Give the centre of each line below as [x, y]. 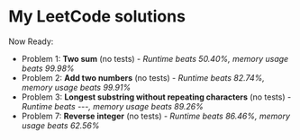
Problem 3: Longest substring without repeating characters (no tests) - [156, 97]
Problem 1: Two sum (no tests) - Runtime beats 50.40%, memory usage [155, 58]
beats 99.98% [48, 68]
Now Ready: [31, 41]
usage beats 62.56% [60, 125]
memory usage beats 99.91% [76, 87]
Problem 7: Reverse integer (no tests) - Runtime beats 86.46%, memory [155, 116]
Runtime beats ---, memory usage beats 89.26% [113, 106]
